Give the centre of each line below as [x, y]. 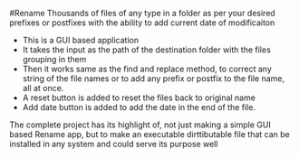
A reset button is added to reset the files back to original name [139, 98]
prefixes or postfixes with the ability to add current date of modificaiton [142, 23]
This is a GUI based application [80, 40]
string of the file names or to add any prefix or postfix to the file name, [154, 79]
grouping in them [54, 59]
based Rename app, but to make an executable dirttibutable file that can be [149, 134]
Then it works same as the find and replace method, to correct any [147, 69]
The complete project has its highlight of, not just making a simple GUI [140, 125]
